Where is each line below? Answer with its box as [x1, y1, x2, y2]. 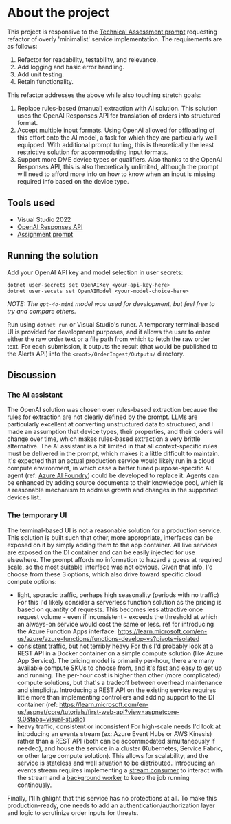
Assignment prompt [16, 230, 74, 238]
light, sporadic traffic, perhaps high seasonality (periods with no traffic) [16, 590, 219, 599]
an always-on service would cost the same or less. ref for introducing [16, 620, 214, 628]
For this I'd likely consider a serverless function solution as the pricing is [16, 598, 222, 606]
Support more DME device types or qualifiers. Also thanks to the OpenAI [16, 155, 223, 163]
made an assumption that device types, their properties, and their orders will [7, 428, 224, 436]
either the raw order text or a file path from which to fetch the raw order [7, 335, 210, 343]
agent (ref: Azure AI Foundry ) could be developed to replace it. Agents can [7, 471, 219, 479]
